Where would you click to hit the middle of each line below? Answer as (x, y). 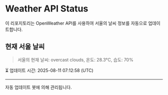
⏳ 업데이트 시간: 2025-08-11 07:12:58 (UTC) (49, 70)
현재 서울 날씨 (25, 47)
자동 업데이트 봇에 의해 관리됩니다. (38, 87)
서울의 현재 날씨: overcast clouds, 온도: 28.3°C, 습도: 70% (75, 59)
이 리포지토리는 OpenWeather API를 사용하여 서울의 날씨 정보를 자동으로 (76, 23)
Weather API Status (47, 9)
